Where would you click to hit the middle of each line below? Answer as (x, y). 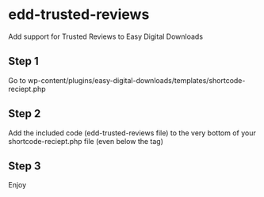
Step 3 (25, 166)
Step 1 (24, 61)
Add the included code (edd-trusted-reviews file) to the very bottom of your (132, 133)
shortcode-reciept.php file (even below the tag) (86, 141)
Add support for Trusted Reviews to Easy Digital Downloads (106, 36)
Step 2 (25, 114)
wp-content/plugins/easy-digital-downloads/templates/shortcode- (136, 80)
